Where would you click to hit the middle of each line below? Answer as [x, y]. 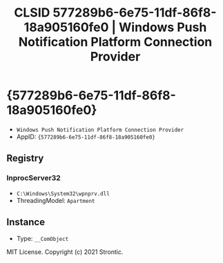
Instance [26, 222]
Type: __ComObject [42, 239]
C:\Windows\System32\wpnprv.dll [63, 194]
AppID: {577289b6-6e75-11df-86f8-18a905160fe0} [86, 137]
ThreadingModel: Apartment [56, 200]
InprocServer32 [34, 178]
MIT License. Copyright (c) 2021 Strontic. [65, 252]
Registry [25, 158]
